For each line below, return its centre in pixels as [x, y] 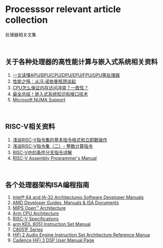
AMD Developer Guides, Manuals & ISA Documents [66, 203]
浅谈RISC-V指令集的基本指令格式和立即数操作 [60, 139]
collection [26, 20]
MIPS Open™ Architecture [39, 208]
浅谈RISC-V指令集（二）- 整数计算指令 [53, 146]
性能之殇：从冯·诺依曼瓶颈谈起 [44, 81]
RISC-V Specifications [36, 219]
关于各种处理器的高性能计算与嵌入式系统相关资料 [82, 62]
